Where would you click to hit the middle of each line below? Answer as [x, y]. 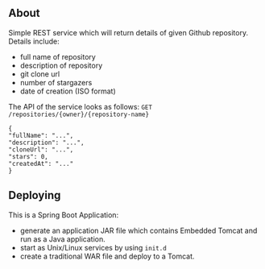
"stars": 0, [28, 156]
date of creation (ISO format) [68, 91]
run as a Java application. [63, 239]
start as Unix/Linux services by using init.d [93, 247]
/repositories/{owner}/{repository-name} [79, 114]
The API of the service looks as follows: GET [81, 106]
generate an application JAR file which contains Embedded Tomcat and [139, 230]
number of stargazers [56, 82]
